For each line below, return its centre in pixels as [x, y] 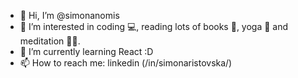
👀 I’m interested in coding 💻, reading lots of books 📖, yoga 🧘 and [154, 26]
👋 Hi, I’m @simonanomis [69, 15]
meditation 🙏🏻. [50, 41]
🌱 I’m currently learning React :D [86, 51]
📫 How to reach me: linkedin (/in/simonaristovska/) [126, 63]
